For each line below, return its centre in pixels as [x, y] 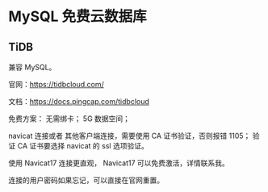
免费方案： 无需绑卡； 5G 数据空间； [69, 119]
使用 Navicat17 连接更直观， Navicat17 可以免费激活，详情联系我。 [119, 163]
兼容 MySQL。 [32, 67]
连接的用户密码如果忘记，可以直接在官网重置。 [86, 180]
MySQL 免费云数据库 [77, 17]
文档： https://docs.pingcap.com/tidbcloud [79, 101]
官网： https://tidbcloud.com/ [57, 84]
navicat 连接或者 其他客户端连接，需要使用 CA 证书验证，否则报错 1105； [130, 136]
